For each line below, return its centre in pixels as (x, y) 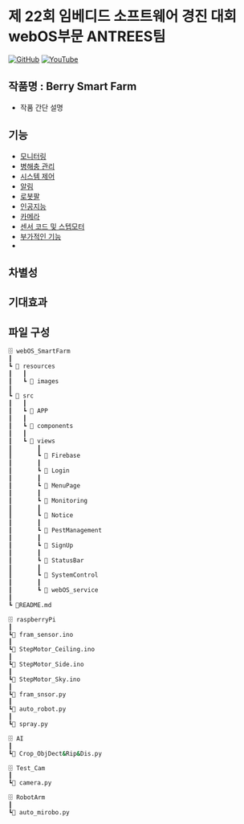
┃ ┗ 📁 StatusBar (46, 560)
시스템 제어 (37, 176)
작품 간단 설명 (41, 107)
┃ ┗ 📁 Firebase (45, 456)
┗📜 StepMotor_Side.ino (46, 665)
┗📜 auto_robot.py (37, 709)
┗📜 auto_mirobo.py (39, 812)
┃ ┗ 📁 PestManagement (55, 531)
